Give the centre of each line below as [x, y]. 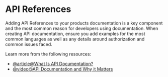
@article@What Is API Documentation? [53, 63]
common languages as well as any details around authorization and [75, 39]
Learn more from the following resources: [48, 54]
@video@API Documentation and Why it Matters [63, 69]
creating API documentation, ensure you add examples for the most [75, 33]
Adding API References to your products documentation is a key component [84, 23]
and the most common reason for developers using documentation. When [82, 28]
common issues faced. [29, 44]
